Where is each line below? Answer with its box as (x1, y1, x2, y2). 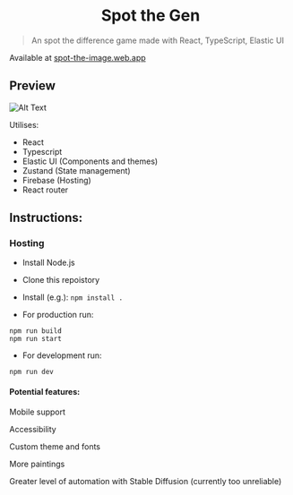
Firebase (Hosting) (22, 175, 91, 185)
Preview (9, 78, 56, 94)
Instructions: (9, 210, 83, 226)
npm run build (9, 327, 63, 336)
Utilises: (9, 119, 39, 130)
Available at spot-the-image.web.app (9, 52, 146, 63)
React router (22, 184, 69, 195)
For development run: (22, 350, 102, 361)
